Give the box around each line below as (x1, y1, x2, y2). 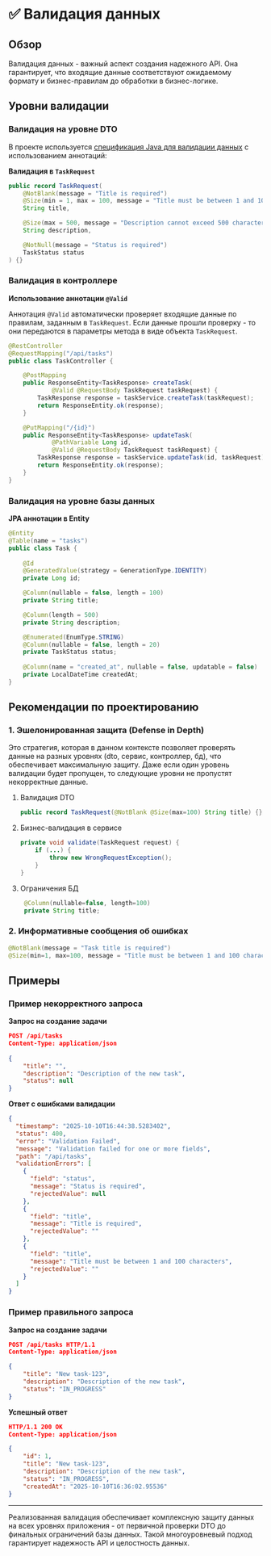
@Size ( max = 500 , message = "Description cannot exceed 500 (23, 219, 229, 227)
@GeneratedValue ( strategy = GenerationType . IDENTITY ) (23, 567, 207, 575)
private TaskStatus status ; (23, 648, 117, 656)
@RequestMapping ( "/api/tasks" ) (8, 349, 114, 358)
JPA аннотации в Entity (8, 514, 90, 523)
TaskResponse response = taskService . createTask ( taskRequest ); (37, 394, 254, 402)
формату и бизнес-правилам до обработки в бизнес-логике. (8, 76, 219, 86)
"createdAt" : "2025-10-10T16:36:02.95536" (23, 1483, 168, 1491)
